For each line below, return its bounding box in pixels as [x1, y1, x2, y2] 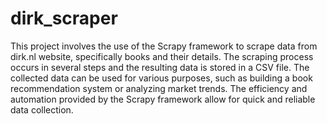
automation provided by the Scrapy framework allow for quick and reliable [10, 93, 316, 105]
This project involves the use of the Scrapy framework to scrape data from [10, 40, 318, 52]
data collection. [10, 103, 74, 116]
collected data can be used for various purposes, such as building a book [10, 72, 313, 84]
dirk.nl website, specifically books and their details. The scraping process [10, 50, 314, 62]
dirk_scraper [10, 7, 118, 30]
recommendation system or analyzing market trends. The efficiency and [10, 82, 308, 94]
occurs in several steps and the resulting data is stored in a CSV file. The [10, 61, 310, 73]
